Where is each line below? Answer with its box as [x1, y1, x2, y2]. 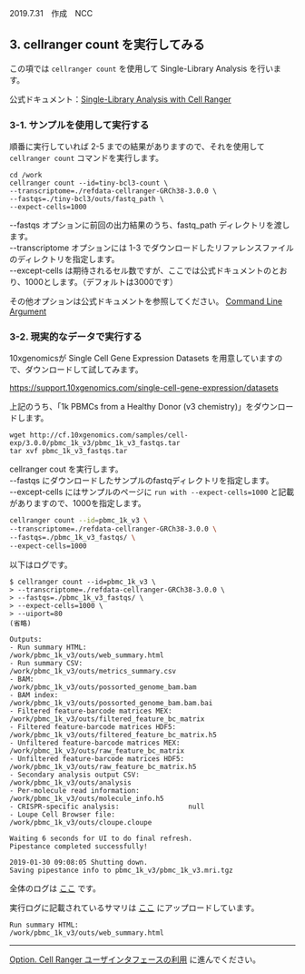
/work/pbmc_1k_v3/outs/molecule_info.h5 [9, 794, 165, 803]
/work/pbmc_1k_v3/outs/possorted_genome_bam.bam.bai [9, 698, 213, 707]
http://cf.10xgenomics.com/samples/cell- [29, 431, 189, 440]
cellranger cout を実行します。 [9, 463, 124, 475]
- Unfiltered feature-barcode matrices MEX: [9, 738, 181, 747]
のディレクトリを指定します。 [9, 254, 120, 265]
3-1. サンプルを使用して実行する [9, 118, 150, 131]
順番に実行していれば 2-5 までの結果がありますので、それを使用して [9, 141, 265, 152]
